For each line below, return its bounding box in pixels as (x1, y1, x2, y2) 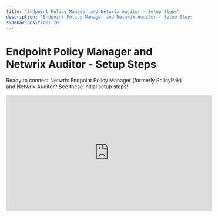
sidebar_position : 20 (6, 19, 59, 25)
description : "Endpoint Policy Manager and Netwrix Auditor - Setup (6, 14, 177, 20)
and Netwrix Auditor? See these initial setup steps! (6, 83, 128, 90)
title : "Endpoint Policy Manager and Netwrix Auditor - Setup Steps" (6, 8, 180, 15)
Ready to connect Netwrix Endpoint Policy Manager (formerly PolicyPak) (6, 77, 182, 84)
